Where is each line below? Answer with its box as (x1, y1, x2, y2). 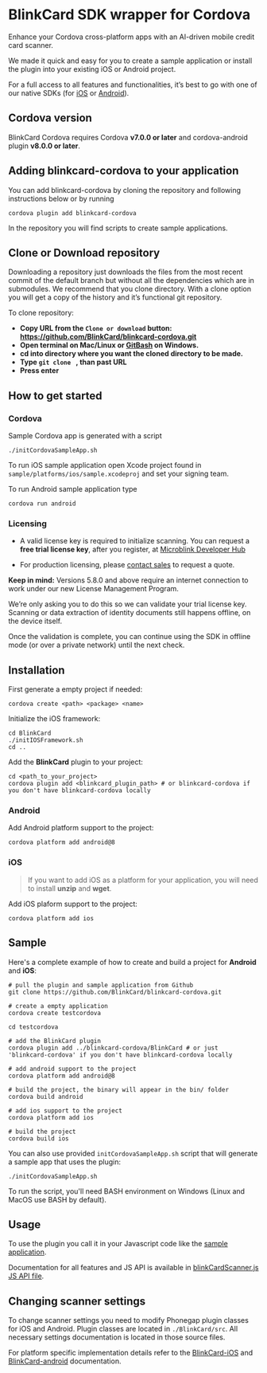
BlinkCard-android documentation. (8, 1356, 122, 1366)
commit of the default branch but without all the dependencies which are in (8, 276, 254, 285)
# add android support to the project (8, 1065, 137, 1073)
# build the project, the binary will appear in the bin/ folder (8, 1085, 229, 1093)
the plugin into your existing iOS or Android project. (8, 64, 176, 73)
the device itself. (8, 616, 62, 626)
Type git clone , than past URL (19, 357, 127, 367)
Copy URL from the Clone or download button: (19, 324, 172, 333)
